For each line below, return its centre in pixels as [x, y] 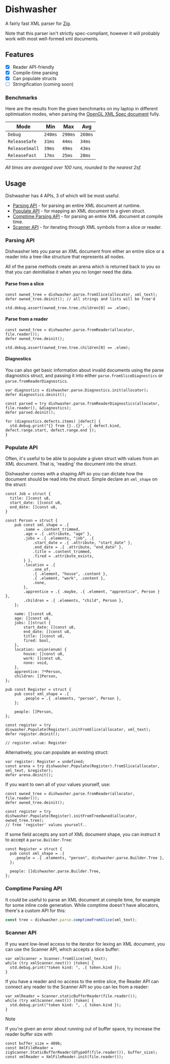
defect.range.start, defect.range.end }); [51, 431]
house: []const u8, [44, 654]
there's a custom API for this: [36, 910]
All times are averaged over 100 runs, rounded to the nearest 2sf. [74, 168]
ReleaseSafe [22, 142]
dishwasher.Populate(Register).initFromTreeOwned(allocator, [71, 816]
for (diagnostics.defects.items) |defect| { [53, 421]
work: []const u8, [43, 659]
